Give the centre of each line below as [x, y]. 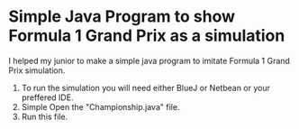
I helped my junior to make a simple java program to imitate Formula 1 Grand [149, 60]
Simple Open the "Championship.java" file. [100, 106]
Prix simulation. [37, 70]
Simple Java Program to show [122, 17]
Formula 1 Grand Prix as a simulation [147, 36]
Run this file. [45, 116]
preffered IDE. [47, 97]
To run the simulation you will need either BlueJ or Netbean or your [146, 88]
